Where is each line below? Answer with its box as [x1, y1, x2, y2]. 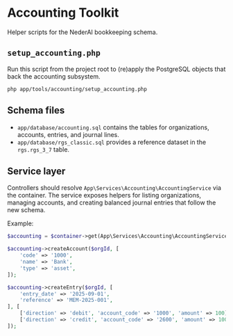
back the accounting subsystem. [7, 72, 101, 81]
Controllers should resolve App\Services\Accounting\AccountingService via [7, 184, 222, 192]
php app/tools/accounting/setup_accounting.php [7, 86, 148, 93]
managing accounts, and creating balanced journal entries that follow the [7, 198, 216, 207]
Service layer [7, 165, 66, 177]
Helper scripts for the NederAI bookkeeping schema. [7, 28, 158, 36]
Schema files [7, 104, 65, 116]
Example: [7, 219, 34, 227]
